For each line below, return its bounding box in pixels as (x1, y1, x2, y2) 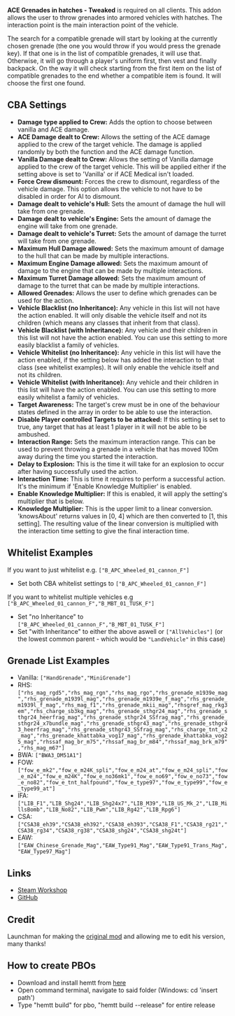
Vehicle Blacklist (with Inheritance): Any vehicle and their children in (17, 325, 218, 334)
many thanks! (7, 940, 47, 948)
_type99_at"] (17, 785, 56, 793)
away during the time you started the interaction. (17, 452, 159, 460)
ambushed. (17, 430, 50, 438)
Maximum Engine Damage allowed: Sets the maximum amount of (17, 259, 208, 267)
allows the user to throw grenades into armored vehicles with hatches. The (7, 13, 222, 22)
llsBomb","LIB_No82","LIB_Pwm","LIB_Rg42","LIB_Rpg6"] (17, 806, 181, 814)
